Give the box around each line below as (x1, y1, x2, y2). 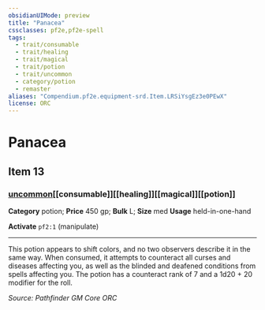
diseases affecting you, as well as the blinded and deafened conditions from (8, 261, 256, 271)
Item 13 (8, 165, 45, 178)
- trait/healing (15, 48, 69, 56)
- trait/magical (15, 56, 69, 64)
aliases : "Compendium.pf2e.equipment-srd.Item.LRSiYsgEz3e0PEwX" (8, 92, 227, 100)
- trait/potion (15, 63, 65, 71)
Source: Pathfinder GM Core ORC (8, 293, 118, 302)
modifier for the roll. (8, 278, 73, 287)
